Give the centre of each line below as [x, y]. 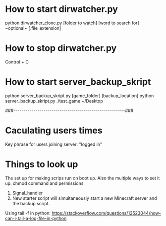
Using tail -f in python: [28, 213]
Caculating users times [54, 130]
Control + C [17, 62]
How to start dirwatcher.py [61, 9]
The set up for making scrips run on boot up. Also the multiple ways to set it [83, 178]
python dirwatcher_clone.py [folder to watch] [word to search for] [72, 23]
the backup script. [31, 203]
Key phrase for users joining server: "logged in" [54, 144]
